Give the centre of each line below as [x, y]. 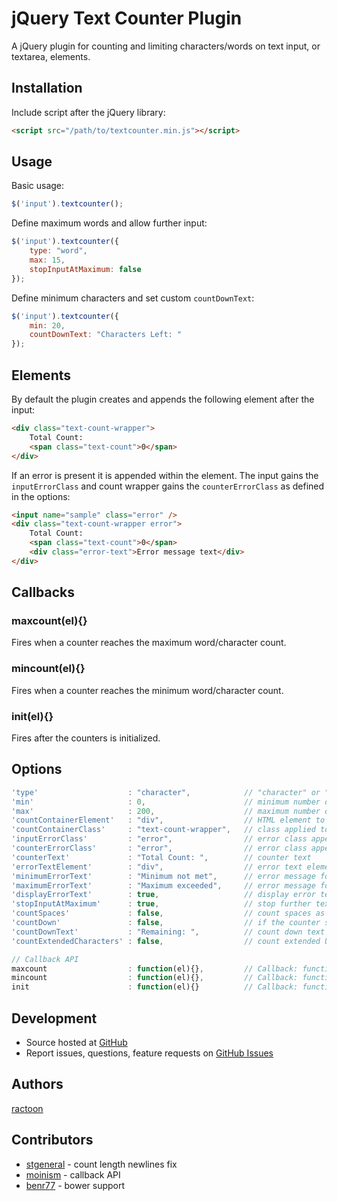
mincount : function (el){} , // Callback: [155, 978]
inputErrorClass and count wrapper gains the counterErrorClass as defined [168, 486]
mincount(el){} [48, 669]
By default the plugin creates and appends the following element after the [163, 399]
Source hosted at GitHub [76, 1043]
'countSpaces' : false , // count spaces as [168, 913]
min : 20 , [47, 325]
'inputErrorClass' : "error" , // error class [159, 839]
